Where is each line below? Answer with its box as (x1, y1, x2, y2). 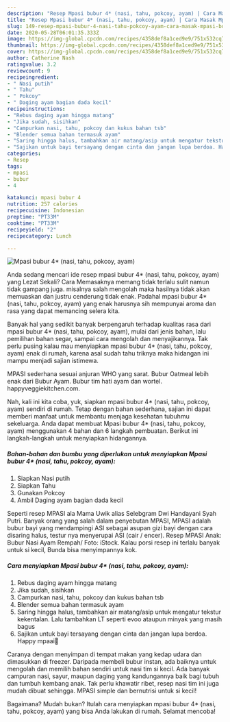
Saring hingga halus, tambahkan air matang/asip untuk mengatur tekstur (16, 608, 221, 617)
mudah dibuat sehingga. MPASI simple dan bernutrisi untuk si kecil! (7, 686, 197, 695)
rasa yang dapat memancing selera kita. (7, 307, 120, 315)
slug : (7, 23, 23, 29)
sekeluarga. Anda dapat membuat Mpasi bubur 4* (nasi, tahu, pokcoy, (7, 419, 206, 428)
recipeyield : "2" (7, 226, 57, 233)
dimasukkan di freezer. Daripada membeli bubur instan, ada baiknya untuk (7, 658, 217, 666)
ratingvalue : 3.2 (7, 61, 57, 68)
